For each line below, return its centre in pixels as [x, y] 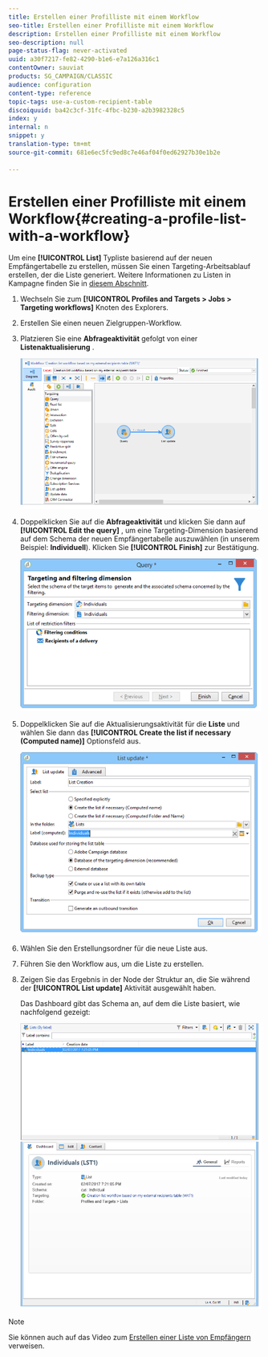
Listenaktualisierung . [57, 347]
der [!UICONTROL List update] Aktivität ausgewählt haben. [118, 988]
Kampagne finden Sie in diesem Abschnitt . [79, 283]
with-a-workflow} [69, 236]
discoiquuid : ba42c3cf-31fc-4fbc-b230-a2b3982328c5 [96, 110]
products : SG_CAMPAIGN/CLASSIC [61, 76]
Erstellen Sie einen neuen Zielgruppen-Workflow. [101, 323]
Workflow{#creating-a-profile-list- [128, 219]
